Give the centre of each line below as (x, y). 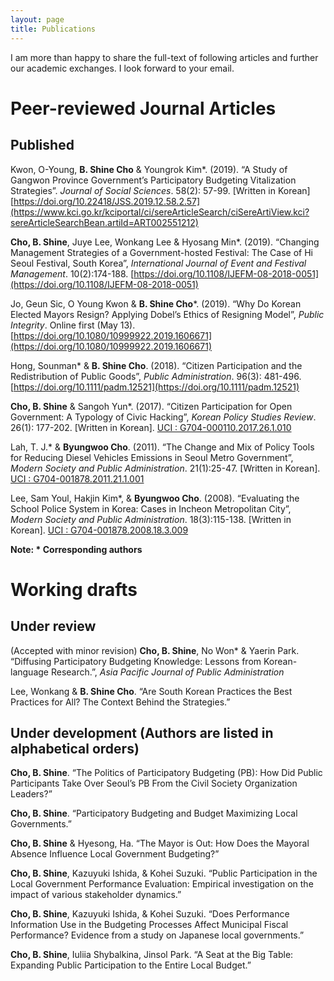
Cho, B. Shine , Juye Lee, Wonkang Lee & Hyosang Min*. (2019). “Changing (165, 242)
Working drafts (74, 589)
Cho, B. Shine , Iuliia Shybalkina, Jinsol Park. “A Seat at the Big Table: (152, 955)
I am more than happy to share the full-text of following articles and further (164, 57)
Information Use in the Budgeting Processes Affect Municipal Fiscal (149, 925)
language (29, 672)
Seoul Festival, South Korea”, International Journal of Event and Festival (158, 263)
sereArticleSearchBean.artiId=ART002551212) (104, 222)
